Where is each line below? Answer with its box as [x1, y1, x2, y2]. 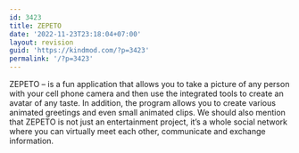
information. [9, 135, 54, 146]
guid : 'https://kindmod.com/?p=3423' [9, 46, 150, 55]
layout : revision [9, 37, 74, 47]
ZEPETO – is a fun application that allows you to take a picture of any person [9, 79, 290, 89]
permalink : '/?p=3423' [9, 54, 94, 63]
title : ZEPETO [9, 21, 62, 30]
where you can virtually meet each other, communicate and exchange [9, 126, 266, 136]
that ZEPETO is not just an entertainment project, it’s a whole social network [9, 117, 288, 127]
